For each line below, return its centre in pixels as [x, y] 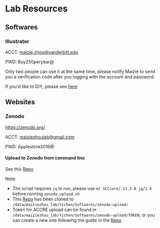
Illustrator [17, 41]
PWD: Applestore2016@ [30, 146]
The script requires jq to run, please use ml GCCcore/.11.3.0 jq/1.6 [82, 188]
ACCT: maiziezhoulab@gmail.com [40, 137]
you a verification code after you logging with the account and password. [80, 77]
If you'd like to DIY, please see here [41, 86]
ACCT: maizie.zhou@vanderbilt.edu [42, 52]
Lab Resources [37, 9]
